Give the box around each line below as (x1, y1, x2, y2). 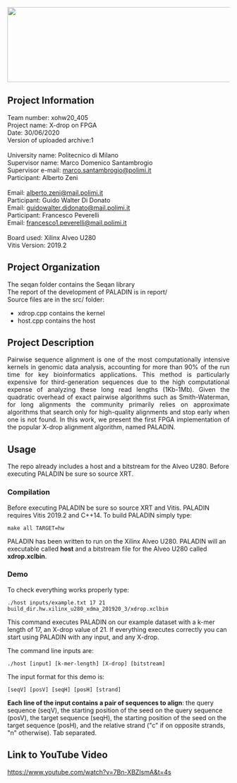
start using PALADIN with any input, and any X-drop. (7, 633, 160, 641)
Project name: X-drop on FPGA (7, 121, 97, 129)
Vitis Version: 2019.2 (7, 241, 67, 249)
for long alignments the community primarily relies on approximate (7, 400, 230, 409)
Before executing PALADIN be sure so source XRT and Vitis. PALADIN (7, 503, 210, 512)
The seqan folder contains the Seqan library (7, 280, 135, 289)
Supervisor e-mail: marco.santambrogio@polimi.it (7, 166, 152, 174)
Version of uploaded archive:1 (7, 136, 94, 144)
